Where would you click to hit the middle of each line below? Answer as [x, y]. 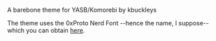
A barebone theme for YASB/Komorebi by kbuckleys [82, 10]
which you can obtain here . [46, 30]
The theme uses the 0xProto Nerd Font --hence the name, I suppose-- [108, 23]
